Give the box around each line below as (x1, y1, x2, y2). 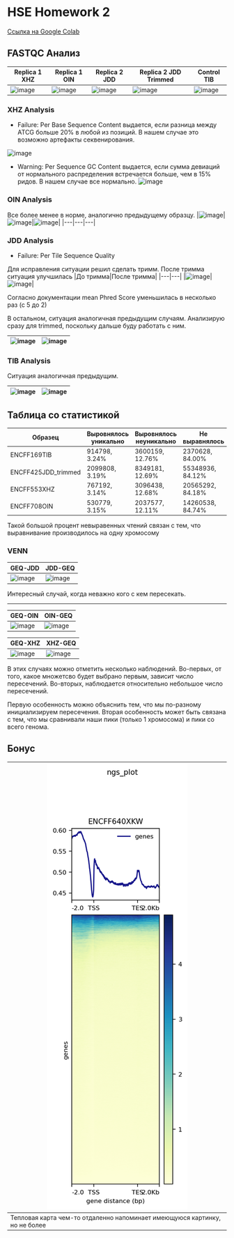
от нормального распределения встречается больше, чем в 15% (17, 170, 211, 179)
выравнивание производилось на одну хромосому (7, 529, 159, 537)
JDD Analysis (7, 235, 54, 245)
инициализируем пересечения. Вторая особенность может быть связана (7, 708, 226, 716)
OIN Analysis (7, 195, 52, 204)
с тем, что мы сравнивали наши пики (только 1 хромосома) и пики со (7, 716, 214, 724)
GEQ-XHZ (10, 639, 40, 647)
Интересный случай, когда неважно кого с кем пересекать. (7, 589, 186, 598)
